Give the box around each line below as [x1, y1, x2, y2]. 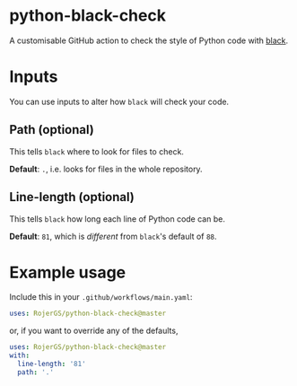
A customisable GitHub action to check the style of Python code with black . [9, 35, 289, 46]
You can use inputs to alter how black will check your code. [9, 96, 230, 107]
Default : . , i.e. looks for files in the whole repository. [9, 163, 204, 174]
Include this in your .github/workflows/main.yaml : [9, 292, 193, 303]
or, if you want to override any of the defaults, [9, 325, 179, 337]
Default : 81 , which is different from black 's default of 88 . [9, 231, 217, 241]
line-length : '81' [17, 360, 87, 369]
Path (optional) [9, 122, 94, 137]
